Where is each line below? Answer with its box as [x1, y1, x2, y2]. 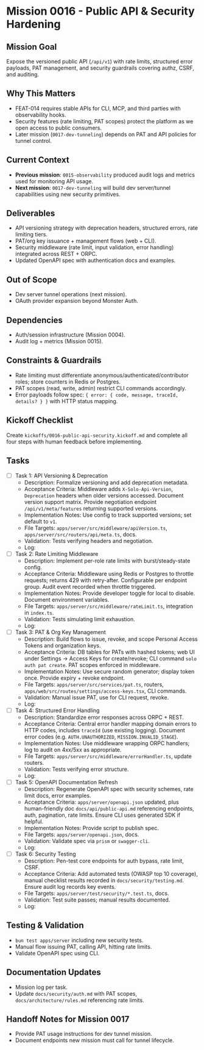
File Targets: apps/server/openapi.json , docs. [24, 831, 139, 838]
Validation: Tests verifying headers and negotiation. [24, 537, 153, 544]
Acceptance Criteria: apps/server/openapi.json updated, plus [24, 798, 179, 806]
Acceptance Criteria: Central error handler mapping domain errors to [24, 720, 197, 727]
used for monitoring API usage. [15, 177, 93, 184]
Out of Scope [6, 274, 57, 285]
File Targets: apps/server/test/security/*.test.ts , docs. [24, 889, 169, 897]
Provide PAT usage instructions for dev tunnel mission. [15, 1030, 152, 1038]
